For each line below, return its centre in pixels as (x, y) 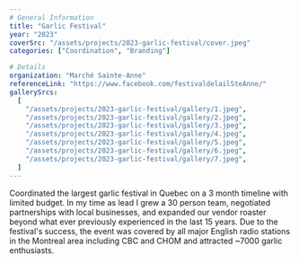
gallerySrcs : (34, 92)
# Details (28, 67)
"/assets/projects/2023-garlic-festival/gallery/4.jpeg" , (136, 134)
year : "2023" (34, 34)
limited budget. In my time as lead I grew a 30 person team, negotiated (140, 202)
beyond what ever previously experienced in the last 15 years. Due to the (144, 222)
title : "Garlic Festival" (57, 26)
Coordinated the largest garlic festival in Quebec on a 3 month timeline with (149, 193)
